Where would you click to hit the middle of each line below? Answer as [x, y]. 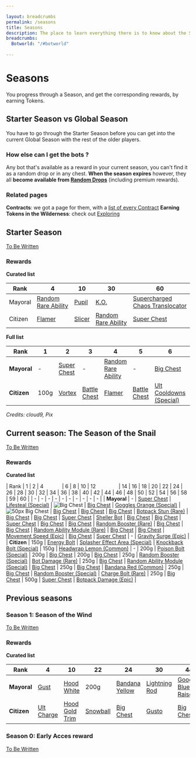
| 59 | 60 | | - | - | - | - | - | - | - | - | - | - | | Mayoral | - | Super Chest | [89, 499]
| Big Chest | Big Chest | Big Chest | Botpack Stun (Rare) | [119, 511]
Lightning [159, 684]
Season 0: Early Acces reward [50, 736]
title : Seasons [24, 28]
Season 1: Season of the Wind [49, 615]
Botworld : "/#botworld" [40, 44]
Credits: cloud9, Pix [30, 415]
